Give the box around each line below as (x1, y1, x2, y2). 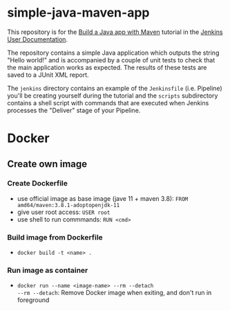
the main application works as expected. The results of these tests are (7, 63, 207, 71)
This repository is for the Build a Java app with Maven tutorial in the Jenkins (7, 28, 223, 36)
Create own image (7, 158, 88, 170)
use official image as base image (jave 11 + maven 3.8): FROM (17, 194, 189, 202)
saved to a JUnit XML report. (7, 71, 89, 79)
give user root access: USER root (17, 208, 111, 216)
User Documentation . (7, 35, 68, 43)
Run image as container (7, 265, 88, 275)
